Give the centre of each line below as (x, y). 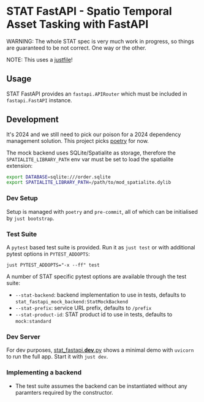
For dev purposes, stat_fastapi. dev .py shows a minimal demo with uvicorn (100, 350)
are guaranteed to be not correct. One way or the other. (77, 48)
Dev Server (24, 336)
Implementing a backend (44, 373)
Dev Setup (22, 199)
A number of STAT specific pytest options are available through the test (96, 276)
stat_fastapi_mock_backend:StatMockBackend (72, 301)
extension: (20, 165)
